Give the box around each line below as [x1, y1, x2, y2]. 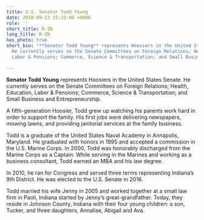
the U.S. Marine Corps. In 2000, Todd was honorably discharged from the [6, 144, 191, 152]
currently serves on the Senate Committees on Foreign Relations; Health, [6, 82, 189, 90]
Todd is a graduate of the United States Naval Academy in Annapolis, [6, 132, 179, 139]
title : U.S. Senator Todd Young [6, 8, 88, 15]
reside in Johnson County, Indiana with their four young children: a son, [6, 200, 185, 207]
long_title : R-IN [6, 32, 50, 38]
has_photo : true [6, 37, 47, 43]
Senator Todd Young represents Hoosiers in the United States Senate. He [6, 76, 191, 83]
